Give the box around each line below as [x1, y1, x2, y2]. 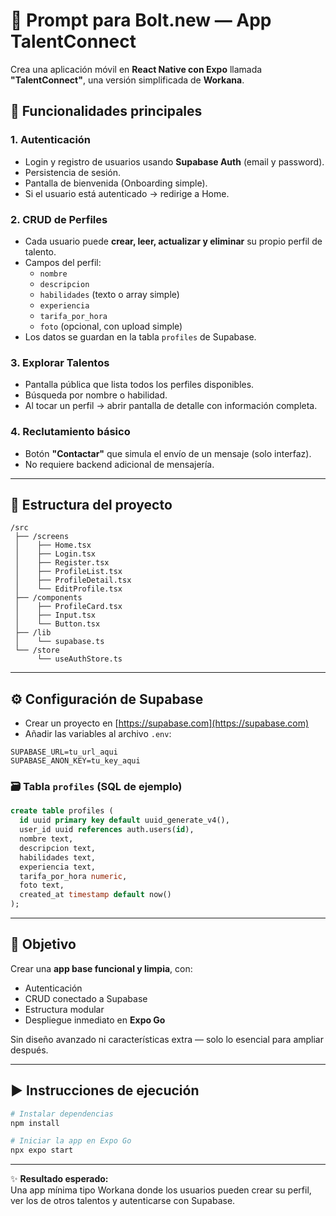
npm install [10, 1118, 60, 1128]
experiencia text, [19, 862, 97, 872]
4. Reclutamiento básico [10, 425, 131, 439]
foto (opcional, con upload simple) [39, 320, 183, 332]
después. [10, 1044, 49, 1056]
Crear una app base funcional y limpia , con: [10, 962, 193, 974]
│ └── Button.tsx [14, 619, 101, 629]
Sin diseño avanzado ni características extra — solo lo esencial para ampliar [10, 1033, 324, 1045]
